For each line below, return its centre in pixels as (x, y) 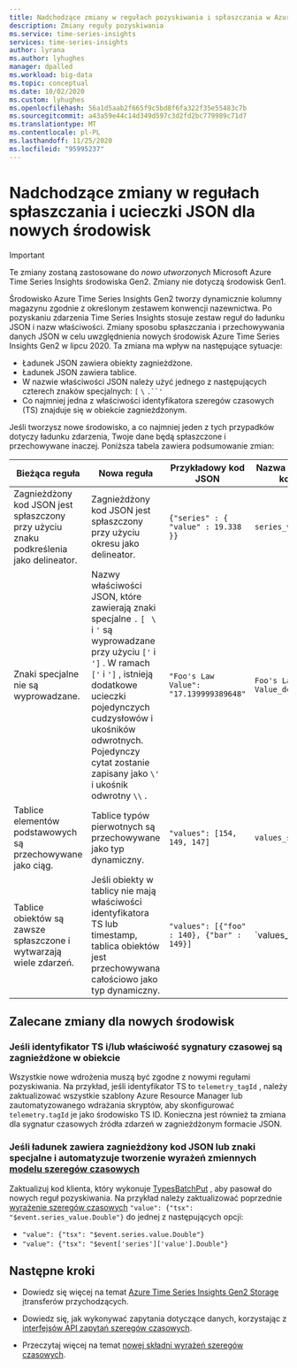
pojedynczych (121, 707)
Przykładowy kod (208, 467)
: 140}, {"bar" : (206, 935)
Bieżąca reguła (48, 473)
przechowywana (126, 968)
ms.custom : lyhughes (47, 100)
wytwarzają (38, 951)
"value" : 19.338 (206, 526)
